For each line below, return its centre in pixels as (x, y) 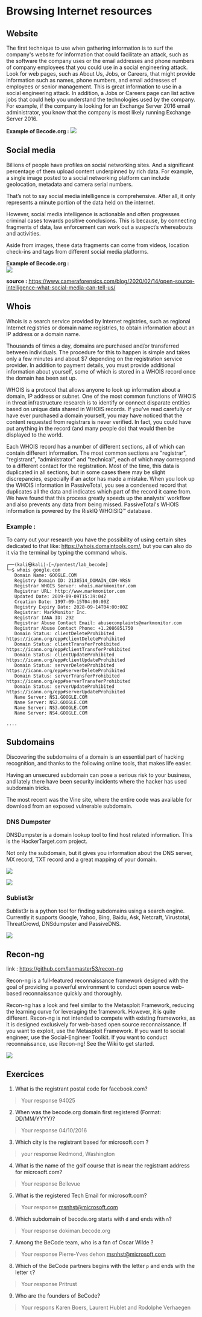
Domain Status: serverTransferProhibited (67, 676)
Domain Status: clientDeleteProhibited (64, 633)
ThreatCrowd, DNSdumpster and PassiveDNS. (64, 924)
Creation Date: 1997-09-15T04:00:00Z (62, 602)
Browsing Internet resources (79, 11)
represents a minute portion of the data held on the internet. (81, 202)
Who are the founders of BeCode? (58, 1296)
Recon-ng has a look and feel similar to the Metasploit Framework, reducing (100, 1005)
